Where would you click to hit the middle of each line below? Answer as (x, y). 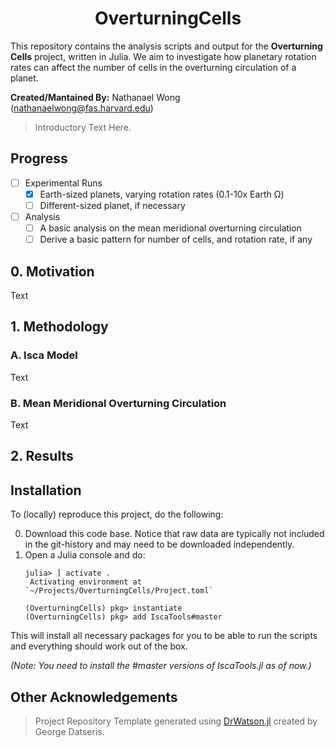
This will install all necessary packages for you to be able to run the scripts (164, 636)
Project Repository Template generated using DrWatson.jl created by (176, 721)
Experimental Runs (63, 183)
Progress (39, 158)
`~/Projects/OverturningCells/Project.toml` (119, 591)
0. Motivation (52, 271)
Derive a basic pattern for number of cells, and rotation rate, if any (176, 239)
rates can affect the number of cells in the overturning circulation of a (153, 67)
